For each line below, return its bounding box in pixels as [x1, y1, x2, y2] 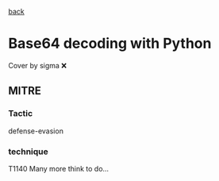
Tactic [8, 108, 33, 119]
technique [8, 146, 49, 157]
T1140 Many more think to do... [8, 164, 109, 173]
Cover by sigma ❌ [8, 60, 67, 70]
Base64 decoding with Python [8, 35, 212, 52]
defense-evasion [8, 126, 63, 136]
